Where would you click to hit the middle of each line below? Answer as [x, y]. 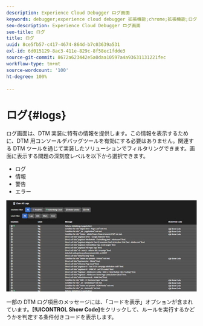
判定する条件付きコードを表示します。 [69, 317]
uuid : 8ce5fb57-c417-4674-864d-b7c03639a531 [63, 45]
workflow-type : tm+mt [34, 64]
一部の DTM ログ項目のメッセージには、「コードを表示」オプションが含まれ [100, 302]
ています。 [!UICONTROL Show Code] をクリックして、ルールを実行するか [98, 309]
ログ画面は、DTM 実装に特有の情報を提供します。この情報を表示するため [97, 134]
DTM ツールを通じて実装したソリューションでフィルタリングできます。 [101, 149]
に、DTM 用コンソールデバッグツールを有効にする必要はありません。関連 [98, 141]
